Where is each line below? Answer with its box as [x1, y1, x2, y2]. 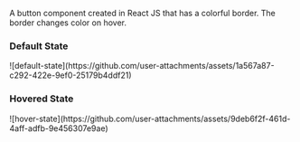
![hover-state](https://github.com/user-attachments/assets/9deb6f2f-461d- [9, 113, 291, 124]
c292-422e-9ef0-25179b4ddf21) [9, 70, 133, 80]
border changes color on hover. [9, 17, 127, 28]
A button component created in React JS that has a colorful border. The [9, 8, 276, 18]
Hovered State [9, 92, 74, 105]
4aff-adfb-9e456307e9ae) [9, 122, 108, 134]
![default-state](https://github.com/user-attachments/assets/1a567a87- [9, 61, 275, 71]
